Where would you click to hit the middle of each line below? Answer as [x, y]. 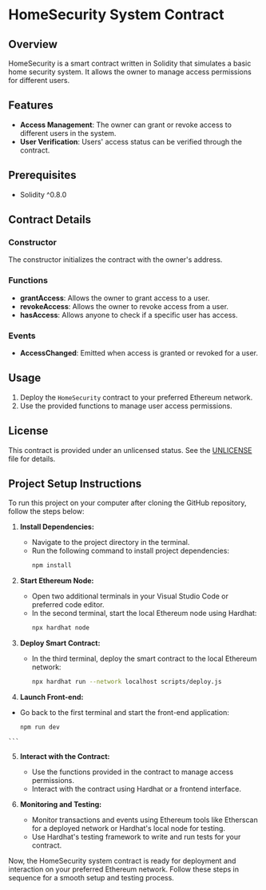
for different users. [39, 80]
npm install [52, 566]
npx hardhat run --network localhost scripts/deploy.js [127, 682]
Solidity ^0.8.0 [43, 194]
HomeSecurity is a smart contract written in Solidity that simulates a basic [130, 63]
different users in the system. [68, 133]
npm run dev [40, 727]
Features [31, 105]
